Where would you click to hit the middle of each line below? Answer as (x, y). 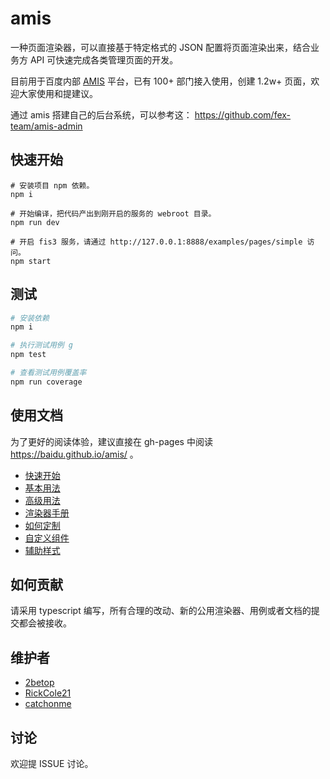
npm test (28, 355)
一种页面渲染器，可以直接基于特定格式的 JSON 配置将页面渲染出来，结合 (161, 47)
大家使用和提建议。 (58, 93)
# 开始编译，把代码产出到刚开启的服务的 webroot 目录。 (113, 213)
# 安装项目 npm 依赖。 (52, 185)
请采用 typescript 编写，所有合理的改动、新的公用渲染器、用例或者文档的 (161, 611)
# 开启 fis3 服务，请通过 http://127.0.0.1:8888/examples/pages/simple (156, 242)
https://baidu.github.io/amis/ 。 (74, 454)
